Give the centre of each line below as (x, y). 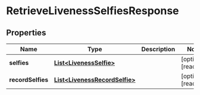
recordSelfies (29, 80)
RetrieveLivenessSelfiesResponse (93, 11)
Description (158, 49)
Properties (26, 33)
